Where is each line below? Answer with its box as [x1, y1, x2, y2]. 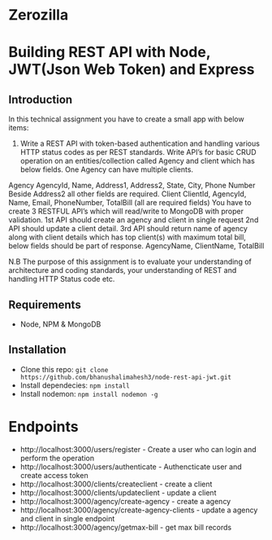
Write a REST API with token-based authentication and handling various [19, 138, 260, 148]
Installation [8, 343, 67, 357]
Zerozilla [8, 6, 69, 24]
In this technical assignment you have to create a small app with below [8, 114, 245, 124]
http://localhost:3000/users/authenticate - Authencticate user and [19, 462, 242, 472]
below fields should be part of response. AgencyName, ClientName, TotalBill [8, 241, 265, 251]
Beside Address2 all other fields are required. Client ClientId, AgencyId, [8, 189, 247, 199]
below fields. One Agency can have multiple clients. [19, 165, 193, 174]
